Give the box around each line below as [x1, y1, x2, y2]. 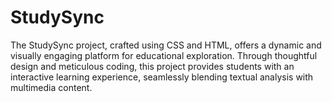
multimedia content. [10, 81, 93, 93]
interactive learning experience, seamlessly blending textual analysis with [10, 71, 314, 83]
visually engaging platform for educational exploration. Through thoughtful [10, 49, 318, 61]
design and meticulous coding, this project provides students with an [10, 60, 295, 72]
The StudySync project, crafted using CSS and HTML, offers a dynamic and [10, 39, 322, 51]
